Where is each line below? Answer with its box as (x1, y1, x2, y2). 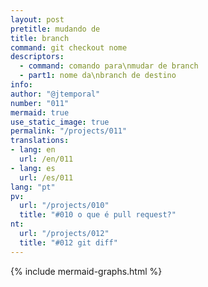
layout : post (10, 14, 65, 25)
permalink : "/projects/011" (10, 126, 128, 136)
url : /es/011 (19, 172, 74, 183)
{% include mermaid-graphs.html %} (10, 265, 163, 277)
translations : (10, 136, 70, 146)
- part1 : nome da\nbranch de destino (19, 71, 177, 81)
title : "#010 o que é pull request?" (19, 210, 177, 220)
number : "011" (10, 98, 70, 108)
